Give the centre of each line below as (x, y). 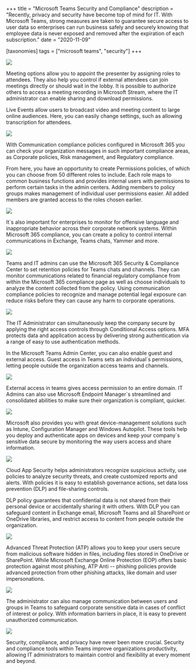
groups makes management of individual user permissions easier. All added (97, 193)
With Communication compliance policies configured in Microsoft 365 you (96, 144)
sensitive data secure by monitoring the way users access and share (89, 442)
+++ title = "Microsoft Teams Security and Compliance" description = (90, 9)
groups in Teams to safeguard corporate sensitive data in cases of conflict (96, 607)
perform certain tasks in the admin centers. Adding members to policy (91, 187)
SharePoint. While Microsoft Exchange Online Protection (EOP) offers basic (97, 560)
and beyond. (21, 661)
